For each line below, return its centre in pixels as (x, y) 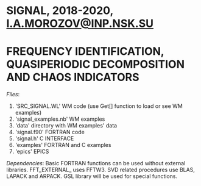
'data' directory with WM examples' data (66, 126)
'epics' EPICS (32, 152)
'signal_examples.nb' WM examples (60, 119)
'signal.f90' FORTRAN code (50, 132)
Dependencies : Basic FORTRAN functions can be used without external (96, 163)
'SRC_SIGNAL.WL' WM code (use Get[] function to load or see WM (99, 106)
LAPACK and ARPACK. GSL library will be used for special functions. (92, 176)
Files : (13, 95)
